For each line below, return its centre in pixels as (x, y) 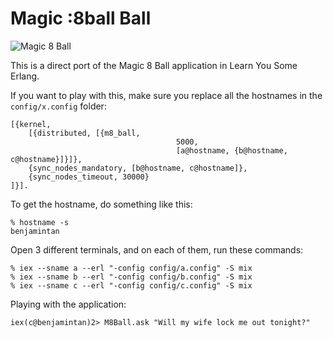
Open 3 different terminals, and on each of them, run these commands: (157, 249)
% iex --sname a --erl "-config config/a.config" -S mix (131, 268)
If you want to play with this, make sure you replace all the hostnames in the (166, 95)
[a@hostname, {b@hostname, (231, 150)
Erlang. (25, 76)
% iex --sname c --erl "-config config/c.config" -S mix (131, 285)
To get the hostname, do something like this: (101, 204)
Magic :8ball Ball (81, 18)
